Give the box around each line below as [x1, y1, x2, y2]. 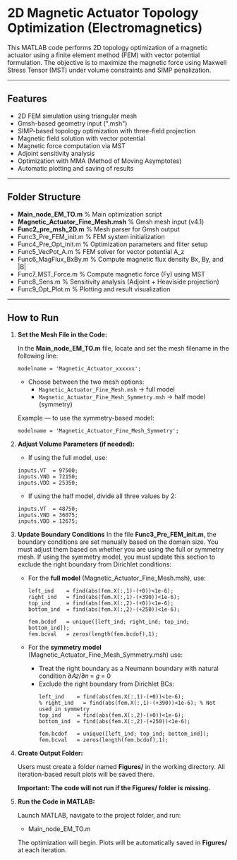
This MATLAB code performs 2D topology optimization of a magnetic [7, 43, 208, 52]
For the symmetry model [28, 643, 102, 652]
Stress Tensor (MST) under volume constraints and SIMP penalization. [7, 66, 212, 74]
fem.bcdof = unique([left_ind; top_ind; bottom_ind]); [38, 730, 209, 738]
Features [7, 93, 47, 105]
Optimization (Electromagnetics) [7, 20, 203, 36]
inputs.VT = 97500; [17, 467, 78, 474]
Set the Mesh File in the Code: [17, 330, 108, 339]
